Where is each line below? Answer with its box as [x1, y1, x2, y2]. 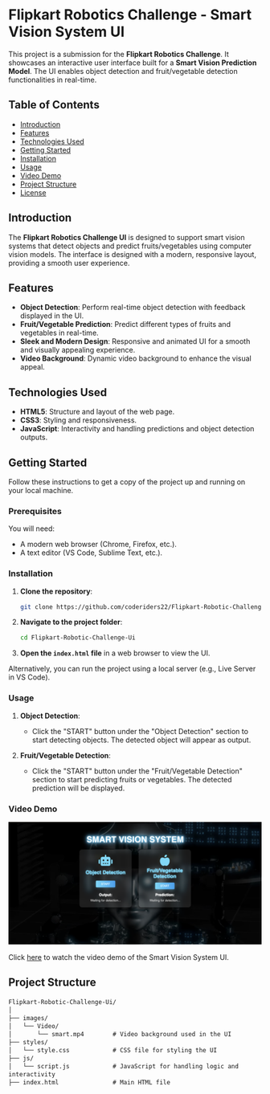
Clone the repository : [19, 586, 93, 596]
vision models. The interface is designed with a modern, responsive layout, [8, 249, 257, 259]
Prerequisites [8, 505, 62, 516]
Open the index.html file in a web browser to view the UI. [19, 648, 211, 658]
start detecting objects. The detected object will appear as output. [31, 735, 252, 745]
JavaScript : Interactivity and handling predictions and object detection [19, 424, 255, 434]
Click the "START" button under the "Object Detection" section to [31, 726, 249, 736]
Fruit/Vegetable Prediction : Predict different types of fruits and [19, 320, 231, 329]
